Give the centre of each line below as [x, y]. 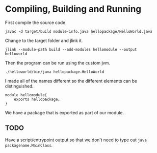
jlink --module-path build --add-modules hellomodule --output [71, 49]
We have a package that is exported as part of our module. [65, 112]
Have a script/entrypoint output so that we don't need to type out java [76, 140]
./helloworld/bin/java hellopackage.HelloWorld [55, 72]
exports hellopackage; [37, 99]
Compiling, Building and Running [73, 9]
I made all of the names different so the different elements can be [71, 81]
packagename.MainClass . [29, 145]
